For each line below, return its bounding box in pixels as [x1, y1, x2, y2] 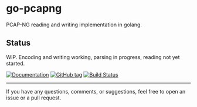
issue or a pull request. [6, 94, 62, 101]
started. [6, 60, 25, 67]
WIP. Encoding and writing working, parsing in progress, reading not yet [6, 53, 180, 60]
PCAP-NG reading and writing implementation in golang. [6, 21, 142, 28]
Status [6, 38, 31, 48]
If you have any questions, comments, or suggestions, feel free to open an [6, 88, 186, 95]
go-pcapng [6, 2, 62, 15]
